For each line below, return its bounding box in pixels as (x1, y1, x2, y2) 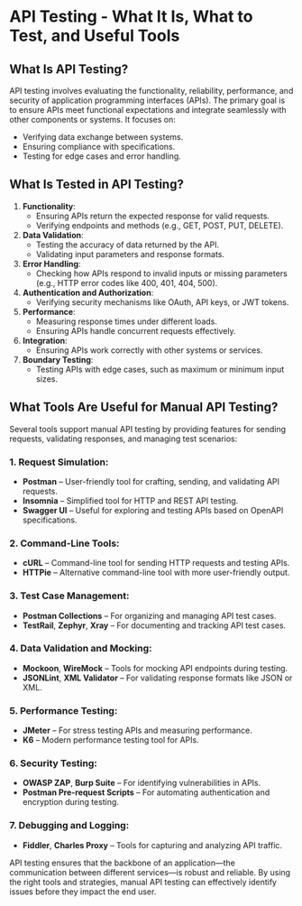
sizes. (35, 373, 59, 384)
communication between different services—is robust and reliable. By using (9, 866, 291, 877)
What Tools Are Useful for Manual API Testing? (9, 400, 279, 415)
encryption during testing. (22, 797, 120, 808)
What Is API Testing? (9, 61, 129, 77)
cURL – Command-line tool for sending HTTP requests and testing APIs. (22, 558, 290, 569)
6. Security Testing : (9, 757, 97, 770)
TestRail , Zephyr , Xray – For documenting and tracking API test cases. (22, 620, 287, 631)
